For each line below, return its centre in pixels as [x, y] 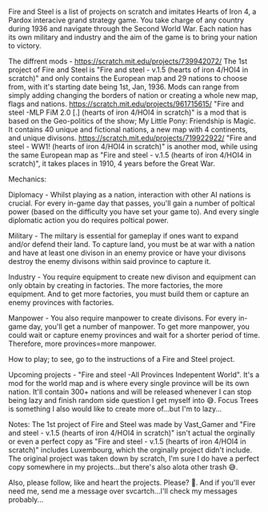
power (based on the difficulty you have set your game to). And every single [134, 211]
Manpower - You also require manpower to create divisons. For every [123, 318]
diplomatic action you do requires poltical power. [89, 220]
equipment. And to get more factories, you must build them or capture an [129, 294]
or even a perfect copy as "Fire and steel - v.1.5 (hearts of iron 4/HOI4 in [127, 441]
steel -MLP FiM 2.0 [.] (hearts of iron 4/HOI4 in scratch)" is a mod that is [128, 112]
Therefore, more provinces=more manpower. [82, 343]
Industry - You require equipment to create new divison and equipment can [132, 277]
